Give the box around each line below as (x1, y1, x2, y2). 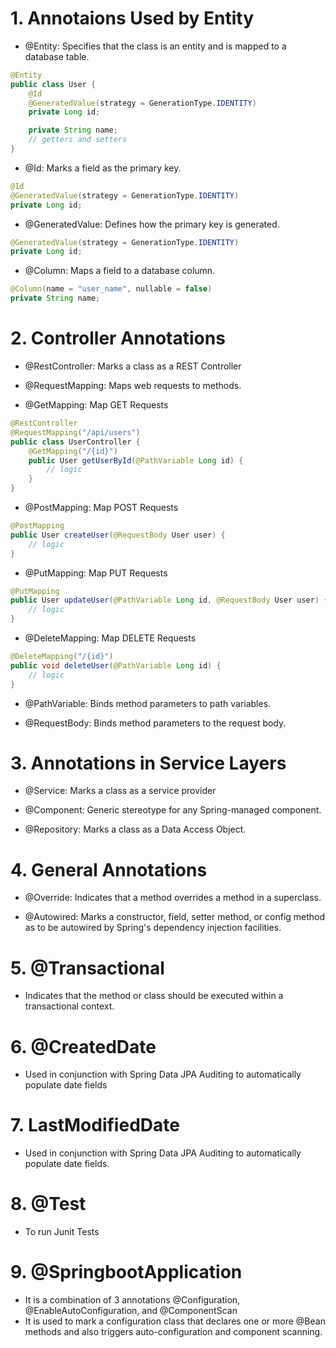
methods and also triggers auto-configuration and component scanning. (24, 1326, 323, 1338)
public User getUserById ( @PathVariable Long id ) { (28, 455, 244, 466)
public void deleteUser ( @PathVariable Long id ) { (10, 660, 222, 671)
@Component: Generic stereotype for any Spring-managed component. (24, 804, 322, 816)
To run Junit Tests (24, 1226, 100, 1238)
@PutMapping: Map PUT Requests (24, 567, 168, 579)
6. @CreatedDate (10, 1035, 157, 1058)
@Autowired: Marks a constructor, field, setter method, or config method (24, 911, 326, 923)
